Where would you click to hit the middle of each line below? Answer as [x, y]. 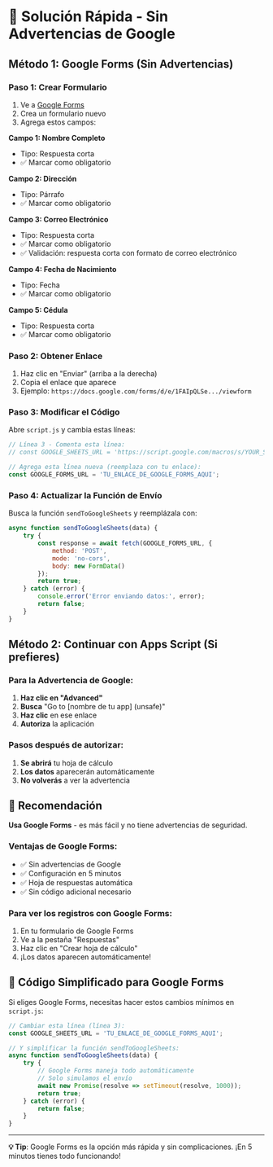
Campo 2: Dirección [43, 178]
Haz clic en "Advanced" [61, 698]
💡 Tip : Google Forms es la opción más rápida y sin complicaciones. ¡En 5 [130, 1147]
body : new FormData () [89, 566]
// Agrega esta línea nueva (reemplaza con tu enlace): [105, 467]
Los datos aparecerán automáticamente [87, 771]
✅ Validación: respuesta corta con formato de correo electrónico [128, 252]
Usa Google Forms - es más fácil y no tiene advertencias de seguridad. [128, 825]
